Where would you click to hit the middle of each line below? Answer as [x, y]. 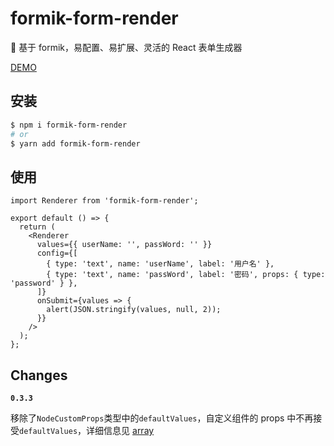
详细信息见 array [120, 430]
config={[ [57, 253]
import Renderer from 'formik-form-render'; [104, 201]
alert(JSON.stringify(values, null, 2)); [134, 310]
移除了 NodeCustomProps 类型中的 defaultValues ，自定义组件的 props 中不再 [162, 418]
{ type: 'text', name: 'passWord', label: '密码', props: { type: [186, 275]
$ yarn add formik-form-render [75, 143]
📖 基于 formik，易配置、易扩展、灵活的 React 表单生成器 [126, 47]
